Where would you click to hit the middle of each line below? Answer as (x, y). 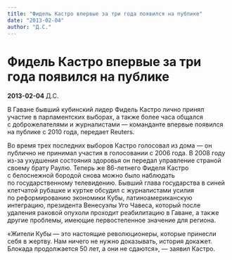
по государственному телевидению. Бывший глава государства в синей (116, 183)
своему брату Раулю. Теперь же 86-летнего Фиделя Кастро (98, 168)
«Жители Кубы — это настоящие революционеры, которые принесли (112, 234)
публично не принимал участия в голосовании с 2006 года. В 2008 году (116, 153)
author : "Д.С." (30, 27)
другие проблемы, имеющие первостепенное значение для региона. (112, 220)
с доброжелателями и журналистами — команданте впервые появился (115, 124)
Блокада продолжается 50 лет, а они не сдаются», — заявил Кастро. (111, 249)
